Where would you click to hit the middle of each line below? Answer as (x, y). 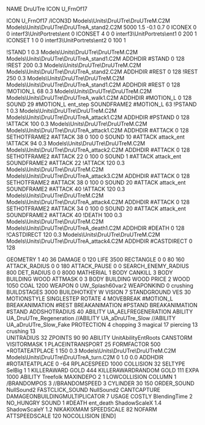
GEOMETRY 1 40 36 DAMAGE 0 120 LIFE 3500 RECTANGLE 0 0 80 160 (95, 259)
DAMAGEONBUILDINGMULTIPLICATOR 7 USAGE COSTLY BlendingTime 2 (99, 396)
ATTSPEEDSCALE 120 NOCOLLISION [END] (61, 416)
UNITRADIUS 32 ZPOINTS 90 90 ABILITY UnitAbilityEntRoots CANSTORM (99, 338)
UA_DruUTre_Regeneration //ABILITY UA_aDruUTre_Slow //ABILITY (91, 318)
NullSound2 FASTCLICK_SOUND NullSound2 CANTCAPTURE (84, 390)
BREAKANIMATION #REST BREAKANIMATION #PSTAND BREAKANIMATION (102, 305)
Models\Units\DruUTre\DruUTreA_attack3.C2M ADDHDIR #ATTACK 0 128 (98, 176)
